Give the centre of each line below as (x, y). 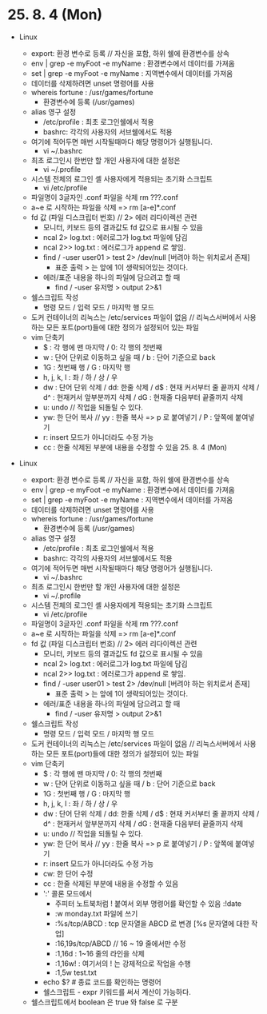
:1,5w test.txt (76, 972)
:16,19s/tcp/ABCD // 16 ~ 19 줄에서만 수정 (120, 943)
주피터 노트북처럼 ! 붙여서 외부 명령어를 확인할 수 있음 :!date (148, 903)
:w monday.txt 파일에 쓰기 (96, 913)
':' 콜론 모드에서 (68, 893)
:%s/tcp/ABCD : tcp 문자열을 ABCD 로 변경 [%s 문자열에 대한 (152, 923)
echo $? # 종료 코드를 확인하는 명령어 (102, 982)
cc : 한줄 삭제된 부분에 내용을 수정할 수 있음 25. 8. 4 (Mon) (135, 447)
